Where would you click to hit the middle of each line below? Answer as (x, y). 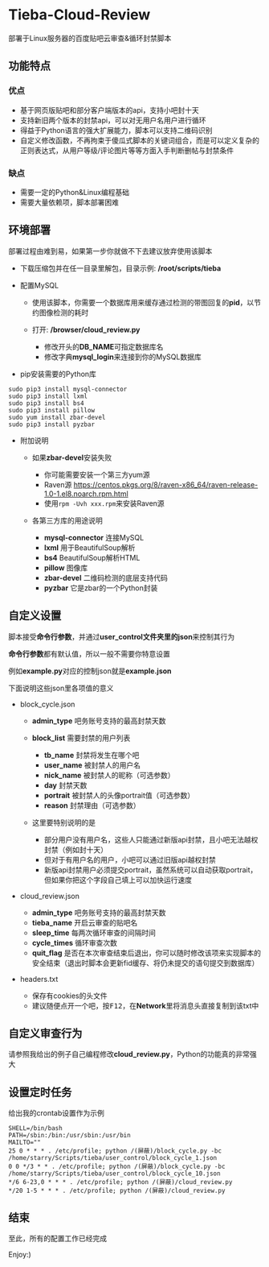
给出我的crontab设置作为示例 (56, 1113)
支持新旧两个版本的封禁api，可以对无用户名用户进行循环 (113, 120)
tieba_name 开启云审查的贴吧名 (85, 922)
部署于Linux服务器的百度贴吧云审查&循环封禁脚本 (90, 38)
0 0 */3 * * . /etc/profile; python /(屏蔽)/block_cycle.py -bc (117, 1167)
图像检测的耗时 (64, 313)
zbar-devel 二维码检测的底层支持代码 (106, 578)
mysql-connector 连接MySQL (94, 537)
